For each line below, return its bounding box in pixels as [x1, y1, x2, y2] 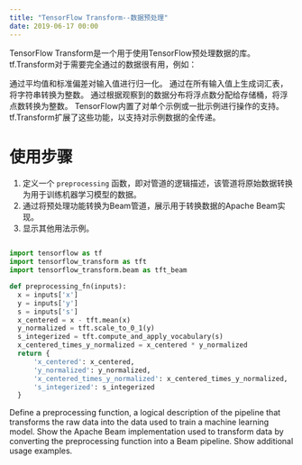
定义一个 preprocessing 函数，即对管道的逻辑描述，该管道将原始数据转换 [22, 178, 293, 189]
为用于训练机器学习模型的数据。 [22, 189, 142, 200]
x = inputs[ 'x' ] [17, 290, 78, 299]
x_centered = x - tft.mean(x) [17, 315, 131, 324]
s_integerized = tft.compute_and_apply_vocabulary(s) [17, 333, 224, 342]
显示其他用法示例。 [22, 223, 95, 234]
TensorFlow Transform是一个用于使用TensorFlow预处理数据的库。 [9, 47, 255, 59]
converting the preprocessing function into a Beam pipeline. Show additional [9, 436, 294, 447]
